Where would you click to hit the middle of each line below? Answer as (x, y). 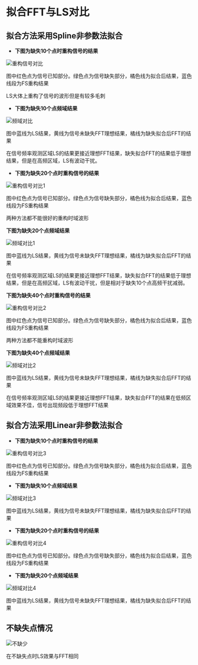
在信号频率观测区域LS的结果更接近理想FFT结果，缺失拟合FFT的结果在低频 (96, 398)
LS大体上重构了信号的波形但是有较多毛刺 (56, 96)
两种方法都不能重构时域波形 (40, 340)
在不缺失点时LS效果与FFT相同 (42, 656)
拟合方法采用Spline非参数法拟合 (64, 36)
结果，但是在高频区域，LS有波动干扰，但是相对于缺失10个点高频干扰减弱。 (97, 283)
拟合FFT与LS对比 (48, 12)
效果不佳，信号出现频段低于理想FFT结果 (60, 405)
